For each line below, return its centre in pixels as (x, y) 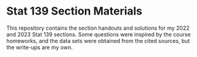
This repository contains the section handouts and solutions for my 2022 (98, 28)
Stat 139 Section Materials (74, 11)
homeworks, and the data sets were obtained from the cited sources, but (98, 41)
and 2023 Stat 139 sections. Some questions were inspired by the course (98, 34)
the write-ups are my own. (40, 47)
